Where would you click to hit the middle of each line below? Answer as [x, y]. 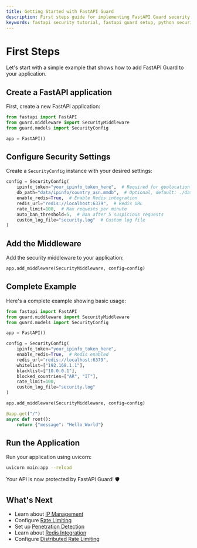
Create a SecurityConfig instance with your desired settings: [79, 171]
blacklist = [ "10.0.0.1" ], [47, 371]
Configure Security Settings [58, 157]
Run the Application [43, 443]
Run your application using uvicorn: [49, 457]
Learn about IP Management [49, 514]
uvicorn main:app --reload [39, 468]
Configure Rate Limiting [43, 520]
